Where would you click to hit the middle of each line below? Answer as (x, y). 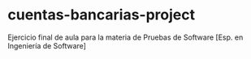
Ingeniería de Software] (47, 45)
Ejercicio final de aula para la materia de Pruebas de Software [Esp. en (125, 37)
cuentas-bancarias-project (102, 15)
